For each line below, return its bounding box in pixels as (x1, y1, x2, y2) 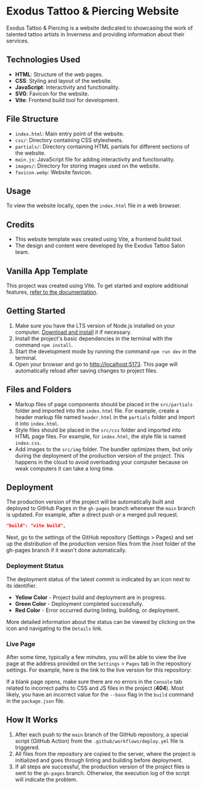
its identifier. (6, 582, 37, 589)
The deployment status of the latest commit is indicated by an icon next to (6, 576, 191, 583)
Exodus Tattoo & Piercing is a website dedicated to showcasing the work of (6, 24, 193, 31)
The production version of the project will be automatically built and (6, 498, 174, 505)
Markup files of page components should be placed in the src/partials (14, 400, 193, 407)
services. (6, 37, 29, 44)
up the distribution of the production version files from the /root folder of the (6, 540, 196, 548)
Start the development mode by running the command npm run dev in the (14, 348, 197, 355)
